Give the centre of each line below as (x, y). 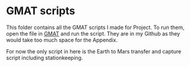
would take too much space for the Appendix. (62, 40)
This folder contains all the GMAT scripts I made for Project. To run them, (95, 27)
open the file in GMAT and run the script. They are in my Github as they (93, 33)
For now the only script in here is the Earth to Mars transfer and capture (94, 51)
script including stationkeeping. (45, 58)
